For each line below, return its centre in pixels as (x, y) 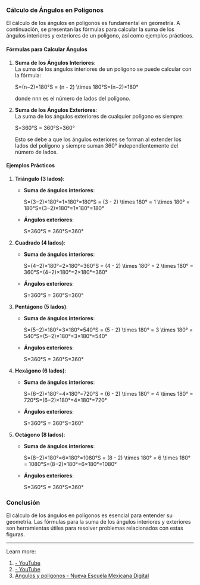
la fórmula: (28, 75)
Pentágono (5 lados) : (41, 306)
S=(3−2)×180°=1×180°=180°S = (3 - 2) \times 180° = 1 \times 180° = (107, 202)
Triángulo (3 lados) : (40, 179)
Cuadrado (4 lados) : (40, 243)
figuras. (15, 534)
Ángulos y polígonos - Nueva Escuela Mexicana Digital (82, 575)
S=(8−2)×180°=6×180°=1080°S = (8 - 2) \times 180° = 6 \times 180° (107, 458)
